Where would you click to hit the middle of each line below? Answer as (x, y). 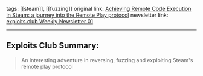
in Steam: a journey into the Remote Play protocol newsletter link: (87, 15)
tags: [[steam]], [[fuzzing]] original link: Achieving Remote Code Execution (99, 9)
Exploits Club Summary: (53, 46)
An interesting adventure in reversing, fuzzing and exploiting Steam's (107, 60)
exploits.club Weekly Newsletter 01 (50, 21)
